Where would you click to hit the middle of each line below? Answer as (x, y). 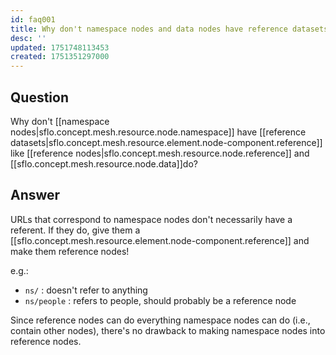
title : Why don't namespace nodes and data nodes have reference (149, 29)
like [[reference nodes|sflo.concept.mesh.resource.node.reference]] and (160, 153)
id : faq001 (33, 19)
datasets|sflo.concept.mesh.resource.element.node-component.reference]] (166, 142)
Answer (35, 195)
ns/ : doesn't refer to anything (86, 290)
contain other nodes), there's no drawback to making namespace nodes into (168, 330)
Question (39, 97)
